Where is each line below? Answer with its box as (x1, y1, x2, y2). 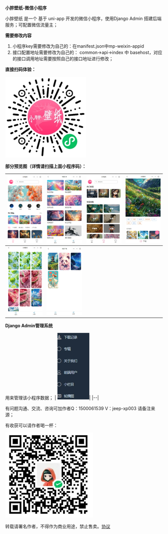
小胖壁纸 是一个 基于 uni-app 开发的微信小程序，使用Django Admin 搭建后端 (5, 16, 161, 22)
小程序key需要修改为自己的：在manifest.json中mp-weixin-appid (12, 43, 144, 49)
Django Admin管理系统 (5, 322, 53, 328)
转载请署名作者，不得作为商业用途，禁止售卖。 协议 (5, 523, 110, 529)
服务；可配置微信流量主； (5, 22, 58, 28)
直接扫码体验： (5, 66, 36, 72)
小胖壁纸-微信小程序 (5, 5, 47, 11)
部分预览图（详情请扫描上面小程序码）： (5, 163, 86, 169)
